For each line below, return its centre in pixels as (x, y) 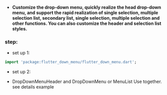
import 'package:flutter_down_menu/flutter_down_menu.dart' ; (71, 62)
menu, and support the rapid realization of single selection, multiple (85, 13)
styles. (20, 29)
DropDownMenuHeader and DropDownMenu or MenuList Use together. (87, 82)
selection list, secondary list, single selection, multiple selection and (86, 18)
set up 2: (21, 72)
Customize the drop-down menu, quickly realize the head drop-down (87, 7)
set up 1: (21, 53)
